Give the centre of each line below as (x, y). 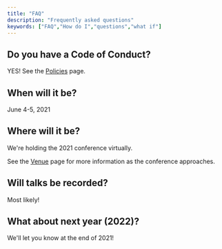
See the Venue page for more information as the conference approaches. (111, 161)
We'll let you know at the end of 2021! (61, 238)
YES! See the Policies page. (47, 71)
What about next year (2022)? (73, 222)
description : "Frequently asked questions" (71, 20)
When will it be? (42, 93)
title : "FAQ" (26, 13)
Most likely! (23, 200)
